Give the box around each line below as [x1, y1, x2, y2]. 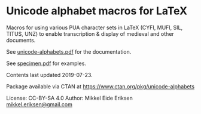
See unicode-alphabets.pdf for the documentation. [6, 48, 132, 55]
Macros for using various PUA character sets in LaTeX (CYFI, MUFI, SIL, [6, 24, 183, 31]
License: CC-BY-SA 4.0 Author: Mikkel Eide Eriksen [6, 94, 133, 101]
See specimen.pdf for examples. [6, 60, 87, 67]
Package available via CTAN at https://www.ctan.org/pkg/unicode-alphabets [6, 82, 195, 90]
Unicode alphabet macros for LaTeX [6, 4, 187, 18]
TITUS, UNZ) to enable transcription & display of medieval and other [6, 30, 175, 37]
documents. [6, 36, 36, 44]
